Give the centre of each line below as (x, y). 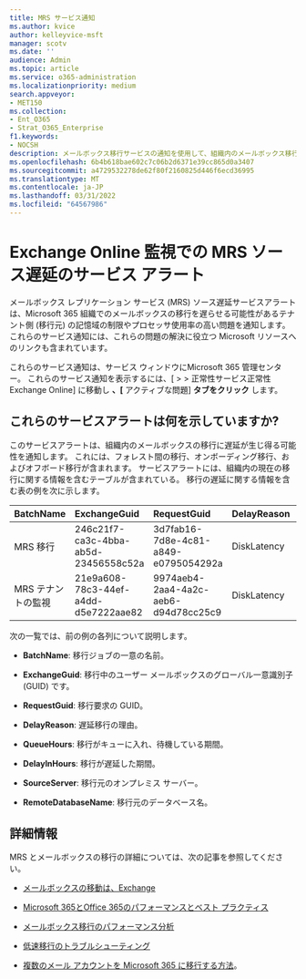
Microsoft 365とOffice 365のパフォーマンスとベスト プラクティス (145, 907)
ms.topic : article (44, 69)
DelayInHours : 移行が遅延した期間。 (92, 763)
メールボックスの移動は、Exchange (89, 888)
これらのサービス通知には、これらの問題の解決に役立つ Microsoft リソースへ (153, 336)
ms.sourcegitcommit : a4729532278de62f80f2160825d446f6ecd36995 (132, 170)
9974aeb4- (179, 578)
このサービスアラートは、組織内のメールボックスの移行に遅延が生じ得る (145, 445)
